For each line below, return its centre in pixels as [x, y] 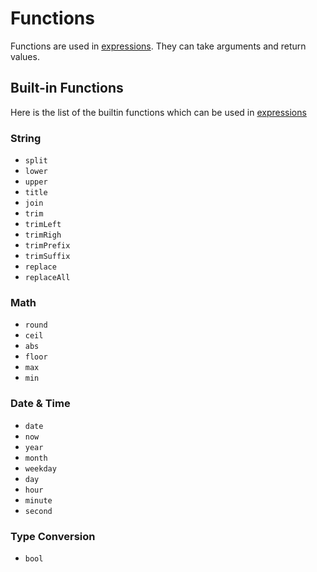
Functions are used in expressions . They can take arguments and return [158, 46]
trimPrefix [47, 246]
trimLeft [43, 225]
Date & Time [40, 404]
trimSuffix [47, 257]
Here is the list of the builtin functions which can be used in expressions [158, 112]
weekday [40, 468]
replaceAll [47, 278]
